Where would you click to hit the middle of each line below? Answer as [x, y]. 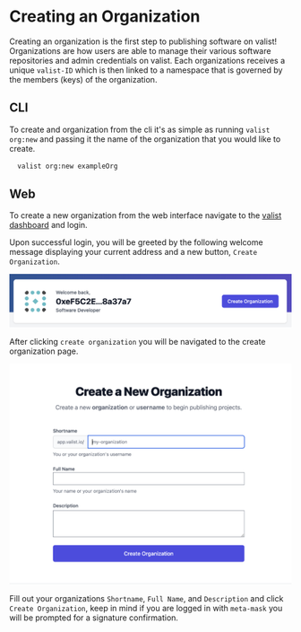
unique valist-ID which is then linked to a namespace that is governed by [146, 70]
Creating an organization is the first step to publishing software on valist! [143, 41]
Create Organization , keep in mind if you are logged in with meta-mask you [146, 608]
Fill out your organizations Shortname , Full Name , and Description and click [146, 598]
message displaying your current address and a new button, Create [133, 252]
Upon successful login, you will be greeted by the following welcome [136, 242]
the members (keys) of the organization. [83, 79]
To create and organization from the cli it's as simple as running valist [140, 129]
